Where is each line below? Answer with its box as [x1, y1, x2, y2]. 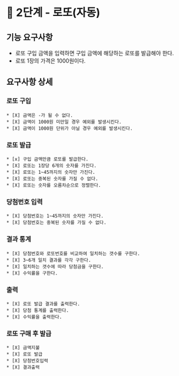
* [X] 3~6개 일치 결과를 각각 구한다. [6, 257, 91, 263]
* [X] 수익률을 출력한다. [6, 314, 63, 320]
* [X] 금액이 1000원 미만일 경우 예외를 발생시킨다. [6, 119, 122, 125]
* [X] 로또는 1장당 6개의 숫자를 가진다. [6, 162, 97, 169]
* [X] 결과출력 [6, 364, 40, 370]
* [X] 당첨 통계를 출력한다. [6, 307, 69, 313]
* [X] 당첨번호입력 [6, 358, 48, 364]
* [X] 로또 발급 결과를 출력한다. [6, 300, 80, 307]
